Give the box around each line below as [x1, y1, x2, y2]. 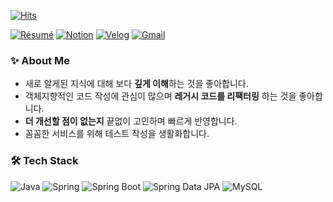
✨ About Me [10, 53, 70, 67]
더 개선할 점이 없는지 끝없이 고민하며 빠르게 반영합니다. [24, 115, 238, 127]
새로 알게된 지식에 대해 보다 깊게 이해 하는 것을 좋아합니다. [24, 78, 249, 90]
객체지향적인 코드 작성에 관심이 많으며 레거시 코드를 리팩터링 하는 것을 [24, 90, 297, 102]
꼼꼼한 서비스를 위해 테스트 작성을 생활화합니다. [24, 128, 210, 140]
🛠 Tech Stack [10, 154, 79, 168]
